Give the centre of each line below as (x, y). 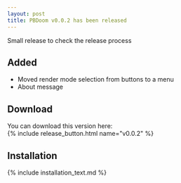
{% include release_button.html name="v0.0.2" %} (81, 134)
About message (40, 87)
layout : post (26, 14)
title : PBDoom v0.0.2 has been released (67, 20)
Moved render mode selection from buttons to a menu (95, 80)
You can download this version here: (60, 126)
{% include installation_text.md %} (57, 172)
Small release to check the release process (69, 40)
